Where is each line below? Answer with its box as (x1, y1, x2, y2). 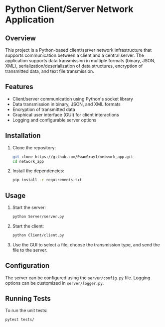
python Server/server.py (12, 214, 64, 219)
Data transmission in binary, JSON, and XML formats (12, 101, 121, 107)
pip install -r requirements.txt (12, 178, 82, 183)
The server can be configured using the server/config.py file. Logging (5, 275, 151, 281)
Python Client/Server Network (5, 3, 134, 15)
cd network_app (12, 159, 44, 164)
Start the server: (12, 205, 46, 211)
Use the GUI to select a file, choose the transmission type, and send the (12, 241, 161, 247)
